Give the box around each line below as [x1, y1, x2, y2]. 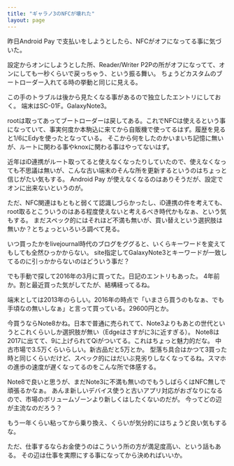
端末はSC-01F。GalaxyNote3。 [20, 101, 110, 110]
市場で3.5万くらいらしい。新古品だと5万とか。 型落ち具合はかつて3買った [13, 345, 228, 354]
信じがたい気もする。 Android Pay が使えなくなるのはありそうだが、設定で [7, 175, 224, 183]
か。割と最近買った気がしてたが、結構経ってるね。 [7, 280, 154, 289]
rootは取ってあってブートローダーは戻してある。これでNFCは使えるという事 [7, 116, 226, 124]
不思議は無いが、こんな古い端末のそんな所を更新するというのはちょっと [19, 166, 228, 175]
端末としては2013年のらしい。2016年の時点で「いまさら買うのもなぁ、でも [7, 295, 225, 304]
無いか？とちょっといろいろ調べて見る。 [7, 224, 124, 233]
